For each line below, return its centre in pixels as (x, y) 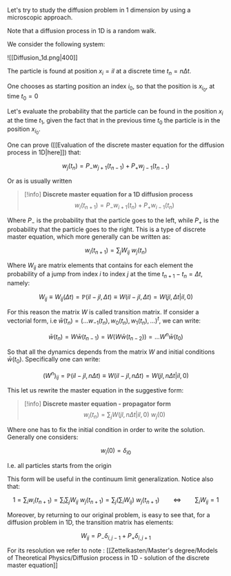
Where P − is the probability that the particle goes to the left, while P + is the (113, 221)
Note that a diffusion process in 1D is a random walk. (82, 31)
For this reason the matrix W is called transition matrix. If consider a (103, 312)
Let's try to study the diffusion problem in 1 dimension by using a (99, 10)
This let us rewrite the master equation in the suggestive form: (96, 390)
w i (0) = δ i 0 (116, 451)
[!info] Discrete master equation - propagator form (97, 404)
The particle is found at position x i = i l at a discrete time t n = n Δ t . (99, 72)
